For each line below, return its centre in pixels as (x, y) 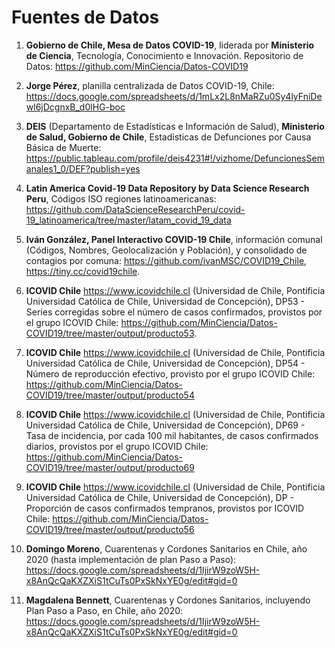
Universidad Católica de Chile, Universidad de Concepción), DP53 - (165, 301)
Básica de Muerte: (63, 147)
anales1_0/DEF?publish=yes (83, 168)
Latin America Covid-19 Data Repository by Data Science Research (167, 188)
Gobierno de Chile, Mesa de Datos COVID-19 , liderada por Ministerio (170, 45)
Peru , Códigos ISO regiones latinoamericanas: (121, 198)
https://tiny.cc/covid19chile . (83, 271)
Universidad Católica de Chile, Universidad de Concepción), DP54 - (165, 363)
